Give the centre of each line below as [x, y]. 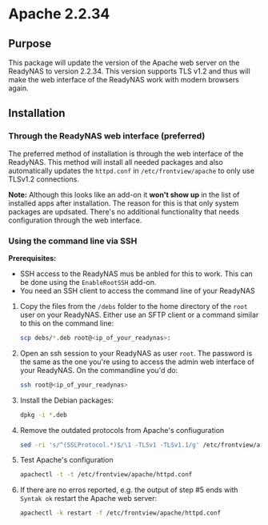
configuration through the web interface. [75, 220]
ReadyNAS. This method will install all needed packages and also [116, 162]
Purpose [30, 44]
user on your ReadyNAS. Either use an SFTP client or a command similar [139, 315]
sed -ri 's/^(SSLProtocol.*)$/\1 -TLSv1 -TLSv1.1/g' [110, 445]
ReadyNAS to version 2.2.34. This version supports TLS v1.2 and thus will [129, 71]
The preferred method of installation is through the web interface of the [126, 154]
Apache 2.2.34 [59, 14]
